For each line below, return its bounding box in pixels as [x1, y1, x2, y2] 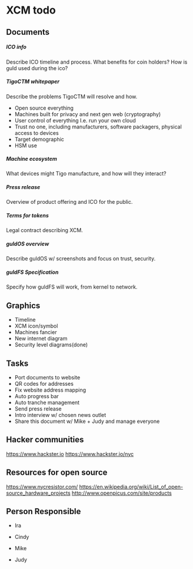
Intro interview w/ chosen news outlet [14, 411, 107, 418]
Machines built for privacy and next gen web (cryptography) [14, 110, 161, 118]
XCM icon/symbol [14, 322, 58, 330]
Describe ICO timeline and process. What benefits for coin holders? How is [6, 58, 188, 65]
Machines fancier [14, 329, 57, 336]
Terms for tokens [6, 212, 49, 219]
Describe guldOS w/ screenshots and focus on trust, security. [6, 255, 156, 262]
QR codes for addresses [14, 380, 74, 387]
